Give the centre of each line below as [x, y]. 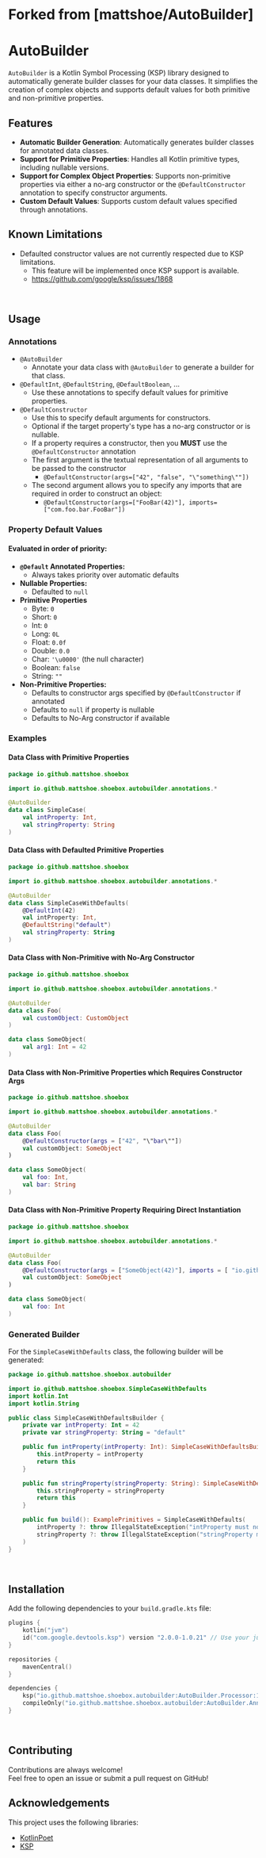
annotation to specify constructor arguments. [93, 193]
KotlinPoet [36, 1837]
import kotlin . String [44, 1404]
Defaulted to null [60, 592]
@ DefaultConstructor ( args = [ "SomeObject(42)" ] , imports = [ [125, 1270]
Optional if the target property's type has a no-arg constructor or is [141, 427]
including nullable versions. [64, 167]
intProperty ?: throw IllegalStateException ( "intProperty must [143, 1527]
